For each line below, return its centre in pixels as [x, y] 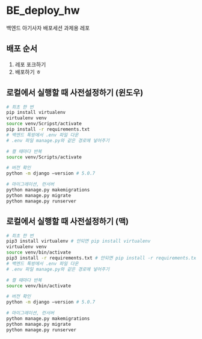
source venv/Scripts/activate [44, 157]
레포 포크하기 [30, 64]
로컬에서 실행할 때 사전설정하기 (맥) [68, 221]
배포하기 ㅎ [28, 72]
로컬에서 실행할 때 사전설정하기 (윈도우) [75, 93]
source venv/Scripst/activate [44, 124]
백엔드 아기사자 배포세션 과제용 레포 [48, 28]
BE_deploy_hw [43, 11]
